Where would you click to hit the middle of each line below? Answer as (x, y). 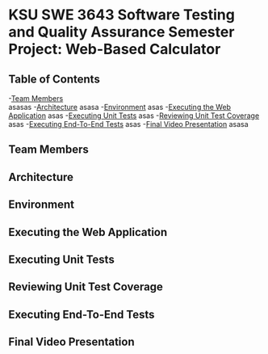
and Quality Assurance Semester (121, 32)
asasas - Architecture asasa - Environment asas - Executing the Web (120, 107)
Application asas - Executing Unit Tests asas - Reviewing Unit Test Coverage (134, 116)
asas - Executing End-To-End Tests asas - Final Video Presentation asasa (128, 124)
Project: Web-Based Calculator (115, 49)
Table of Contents (54, 79)
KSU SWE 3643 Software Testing (122, 15)
